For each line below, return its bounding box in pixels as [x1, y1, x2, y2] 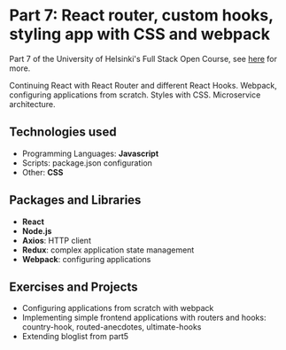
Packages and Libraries [9, 192, 142, 208]
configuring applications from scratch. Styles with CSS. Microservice [9, 89, 261, 100]
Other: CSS [21, 167, 64, 177]
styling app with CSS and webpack [9, 24, 270, 44]
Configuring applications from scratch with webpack [21, 303, 214, 314]
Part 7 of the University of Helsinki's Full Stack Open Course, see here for [9, 53, 277, 64]
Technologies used [9, 125, 117, 140]
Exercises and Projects [9, 279, 138, 294]
